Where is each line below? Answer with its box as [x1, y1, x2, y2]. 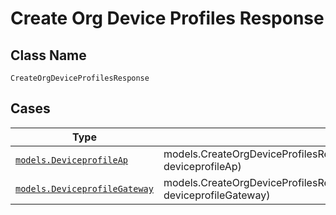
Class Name [10, 47, 87, 64]
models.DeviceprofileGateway [15, 183, 154, 194]
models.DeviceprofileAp [15, 154, 129, 166]
